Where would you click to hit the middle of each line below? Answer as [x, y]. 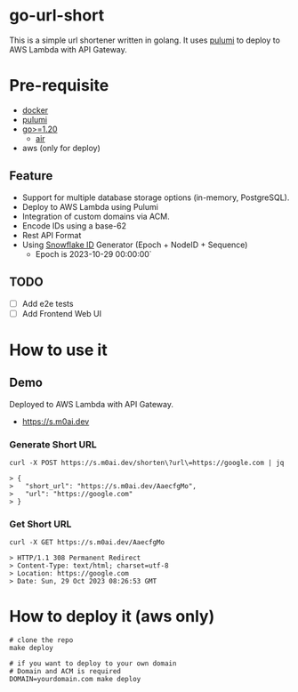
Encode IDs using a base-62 [74, 225]
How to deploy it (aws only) [112, 617]
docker [35, 110]
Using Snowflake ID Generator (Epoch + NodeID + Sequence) [135, 245]
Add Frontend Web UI [62, 313]
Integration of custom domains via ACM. [96, 216]
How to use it [59, 350]
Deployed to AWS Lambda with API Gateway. [91, 404]
